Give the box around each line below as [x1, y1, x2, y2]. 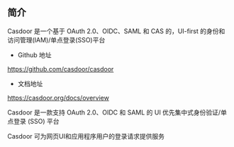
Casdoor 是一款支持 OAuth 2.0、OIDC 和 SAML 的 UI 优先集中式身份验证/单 [7, 108, 227, 117]
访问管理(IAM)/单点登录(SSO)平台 [7, 35, 106, 44]
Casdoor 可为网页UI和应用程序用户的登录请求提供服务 [7, 131, 165, 140]
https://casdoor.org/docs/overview [7, 93, 110, 102]
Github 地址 [17, 50, 52, 59]
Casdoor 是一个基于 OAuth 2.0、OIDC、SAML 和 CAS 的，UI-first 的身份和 [7, 27, 225, 35]
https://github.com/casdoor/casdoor [7, 64, 114, 73]
